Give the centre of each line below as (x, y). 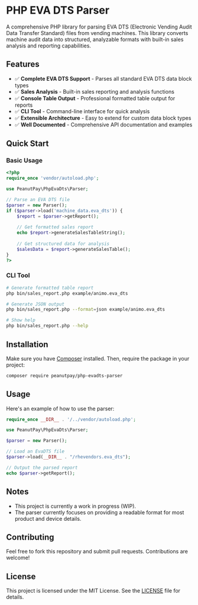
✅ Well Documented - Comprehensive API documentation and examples (103, 125)
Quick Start (27, 144)
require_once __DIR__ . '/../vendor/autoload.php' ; (71, 419)
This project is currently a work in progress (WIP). (75, 506)
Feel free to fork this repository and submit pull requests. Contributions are (97, 552)
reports (24, 105)
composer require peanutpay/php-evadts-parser (64, 375)
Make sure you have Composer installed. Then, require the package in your (98, 358)
